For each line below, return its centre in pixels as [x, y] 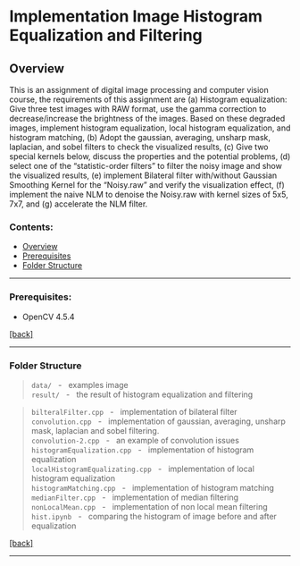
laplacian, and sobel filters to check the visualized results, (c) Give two [139, 147]
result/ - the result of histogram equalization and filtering [142, 394]
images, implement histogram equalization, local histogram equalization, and [150, 128]
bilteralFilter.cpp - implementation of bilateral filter [134, 411]
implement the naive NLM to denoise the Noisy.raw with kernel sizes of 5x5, [149, 194]
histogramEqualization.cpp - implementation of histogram [142, 450]
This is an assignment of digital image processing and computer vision [139, 90]
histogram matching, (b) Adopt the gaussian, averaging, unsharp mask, [140, 137]
